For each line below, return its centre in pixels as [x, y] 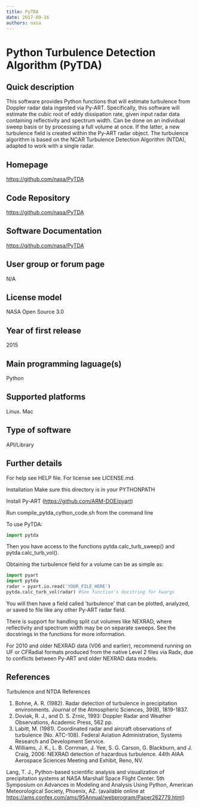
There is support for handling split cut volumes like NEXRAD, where [89, 621]
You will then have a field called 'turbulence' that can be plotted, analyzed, [98, 603]
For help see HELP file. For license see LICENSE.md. [71, 478]
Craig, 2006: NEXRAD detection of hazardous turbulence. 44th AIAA [99, 754]
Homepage [27, 165]
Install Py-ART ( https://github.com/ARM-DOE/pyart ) [70, 501]
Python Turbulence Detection [81, 52]
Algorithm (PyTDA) [54, 65]
